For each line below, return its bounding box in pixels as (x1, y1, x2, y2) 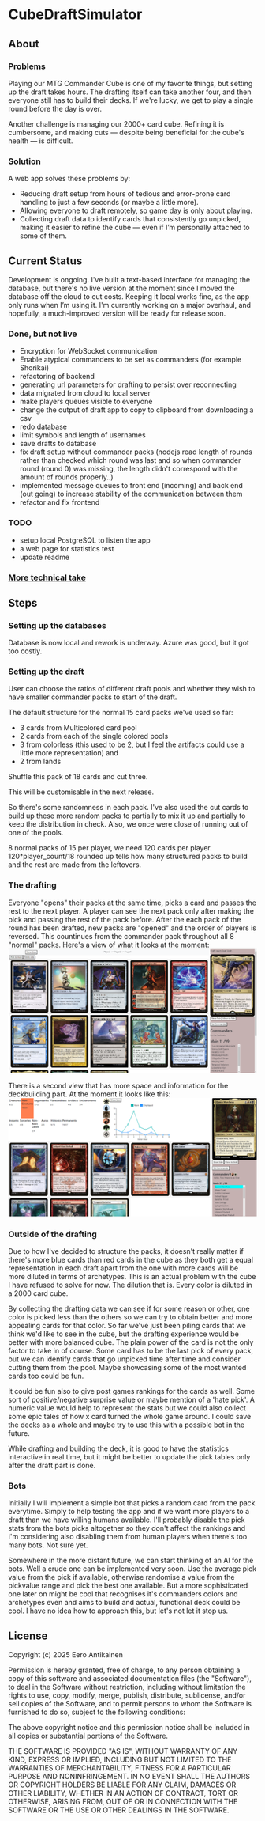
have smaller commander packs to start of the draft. (8, 692, 177, 702)
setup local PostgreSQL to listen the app (19, 536, 151, 545)
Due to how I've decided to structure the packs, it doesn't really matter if (8, 1247, 244, 1256)
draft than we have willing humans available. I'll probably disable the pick (8, 1515, 245, 1524)
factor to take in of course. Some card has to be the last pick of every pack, (8, 1346, 254, 1356)
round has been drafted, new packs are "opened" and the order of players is (8, 923, 256, 933)
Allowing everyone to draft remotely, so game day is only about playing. (19, 206, 252, 215)
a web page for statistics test (19, 543, 114, 553)
